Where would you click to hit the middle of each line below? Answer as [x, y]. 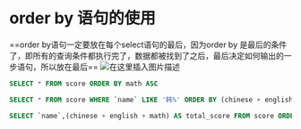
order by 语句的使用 [82, 18]
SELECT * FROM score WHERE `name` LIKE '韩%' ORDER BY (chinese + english [151, 100]
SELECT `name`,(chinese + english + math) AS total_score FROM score [142, 116]
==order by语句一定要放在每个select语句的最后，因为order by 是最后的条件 [148, 44]
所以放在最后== [69, 67]
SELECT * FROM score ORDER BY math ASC [84, 84]
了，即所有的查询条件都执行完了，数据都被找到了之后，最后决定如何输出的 [146, 55]
